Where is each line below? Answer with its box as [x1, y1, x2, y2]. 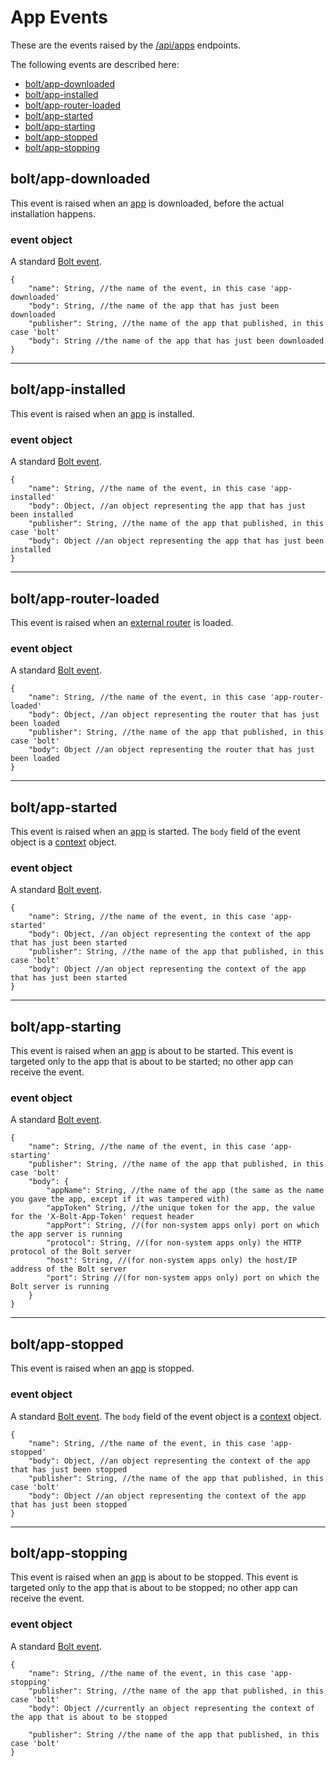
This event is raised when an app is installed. [10, 407, 195, 420]
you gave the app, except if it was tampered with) [10, 1194, 230, 1205]
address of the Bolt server [10, 1264, 128, 1275]
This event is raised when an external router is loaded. [10, 616, 234, 628]
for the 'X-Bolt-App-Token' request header [10, 1212, 195, 1222]
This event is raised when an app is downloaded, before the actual [10, 197, 285, 209]
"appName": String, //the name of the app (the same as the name [46, 1186, 325, 1196]
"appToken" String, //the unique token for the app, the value [46, 1203, 315, 1213]
